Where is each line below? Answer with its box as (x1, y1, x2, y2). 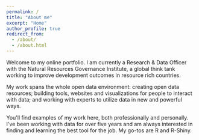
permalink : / (6, 8, 39, 15)
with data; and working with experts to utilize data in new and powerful (6, 96, 183, 103)
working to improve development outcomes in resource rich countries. (6, 72, 181, 79)
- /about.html (11, 43, 47, 49)
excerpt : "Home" (6, 20, 47, 26)
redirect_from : (6, 31, 45, 37)
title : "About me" (6, 14, 52, 20)
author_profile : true (6, 25, 61, 32)
